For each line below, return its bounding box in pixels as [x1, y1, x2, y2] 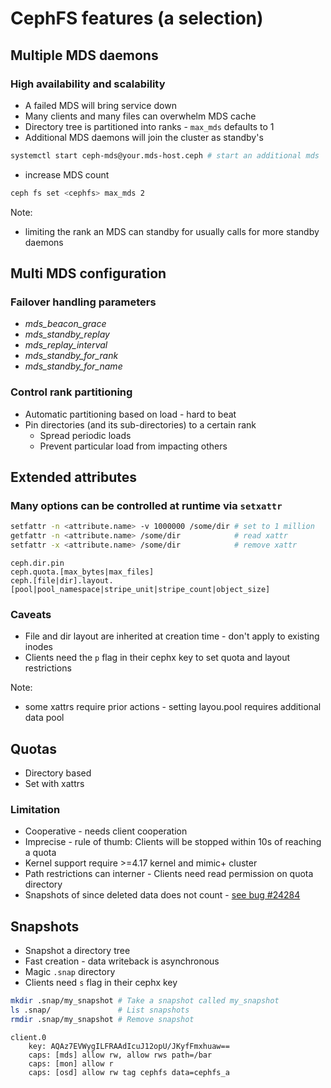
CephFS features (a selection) [10, 7, 264, 30]
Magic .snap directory [24, 966, 116, 978]
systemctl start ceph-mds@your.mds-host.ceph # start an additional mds [10, 150, 320, 161]
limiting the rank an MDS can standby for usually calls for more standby [24, 225, 320, 237]
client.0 [10, 1032, 47, 1042]
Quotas [10, 740, 58, 757]
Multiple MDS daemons [10, 47, 159, 64]
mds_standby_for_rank [24, 350, 119, 362]
